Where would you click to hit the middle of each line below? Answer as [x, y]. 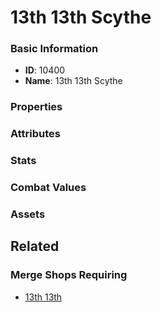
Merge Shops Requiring [69, 275]
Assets [28, 214]
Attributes [35, 134]
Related [35, 246]
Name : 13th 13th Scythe [73, 81]
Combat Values [48, 188]
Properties [36, 107]
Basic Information [54, 49]
